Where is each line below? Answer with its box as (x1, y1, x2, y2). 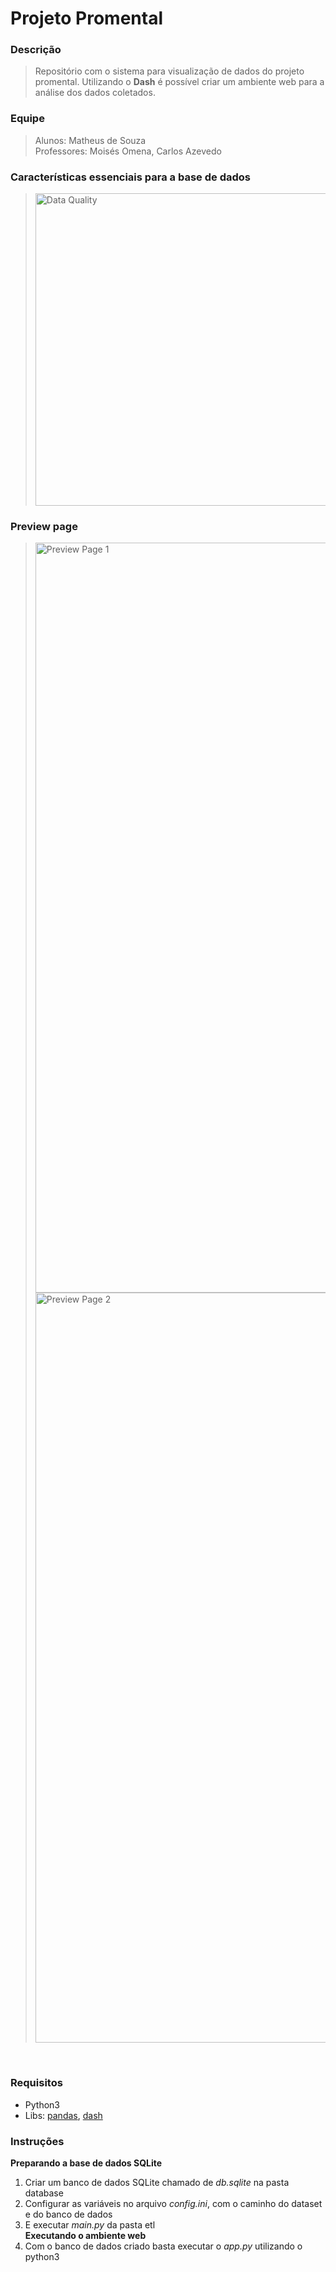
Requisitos (10, 2076, 63, 2090)
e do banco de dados (24, 2208, 113, 2220)
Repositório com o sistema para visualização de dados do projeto (34, 65, 305, 77)
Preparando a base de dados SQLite (10, 2157, 163, 2169)
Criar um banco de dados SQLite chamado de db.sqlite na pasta (24, 2176, 290, 2188)
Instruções (10, 2134, 65, 2148)
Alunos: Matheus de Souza (34, 134, 147, 146)
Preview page (10, 520, 78, 533)
